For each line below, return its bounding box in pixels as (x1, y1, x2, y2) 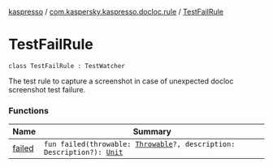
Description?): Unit (43, 148, 123, 157)
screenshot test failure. (8, 84, 86, 94)
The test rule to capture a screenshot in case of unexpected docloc (8, 76, 234, 86)
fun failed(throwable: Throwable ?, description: (43, 139, 236, 149)
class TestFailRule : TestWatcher (8, 62, 126, 70)
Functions (8, 105, 49, 116)
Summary (132, 126, 172, 137)
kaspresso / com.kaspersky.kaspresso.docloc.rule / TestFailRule (8, 7, 224, 16)
